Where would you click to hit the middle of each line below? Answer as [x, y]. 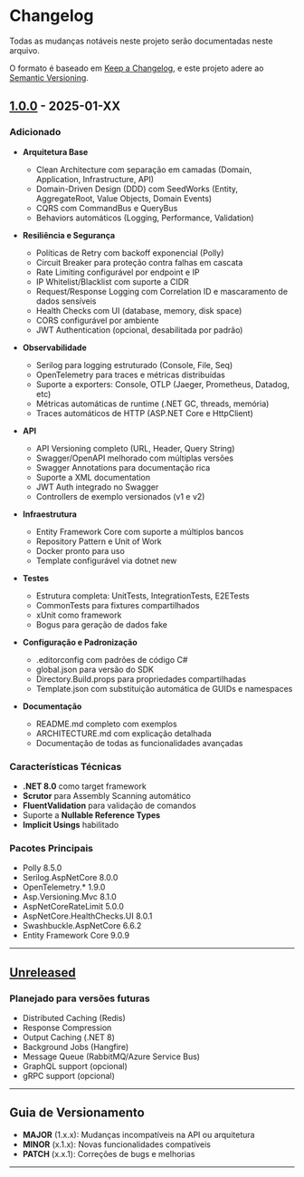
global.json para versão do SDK [95, 669]
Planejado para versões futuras [80, 998]
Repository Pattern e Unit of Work [99, 541]
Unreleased [43, 973]
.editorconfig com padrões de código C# [112, 659]
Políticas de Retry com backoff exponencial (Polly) [130, 253]
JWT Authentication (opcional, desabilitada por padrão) [139, 330]
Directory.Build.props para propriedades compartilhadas [141, 679]
